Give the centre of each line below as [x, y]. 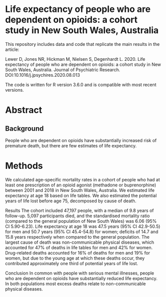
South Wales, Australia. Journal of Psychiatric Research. [63, 70]
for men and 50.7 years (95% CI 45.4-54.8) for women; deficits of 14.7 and [82, 231]
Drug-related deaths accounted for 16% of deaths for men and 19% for [78, 253]
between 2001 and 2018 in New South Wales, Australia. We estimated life [80, 190]
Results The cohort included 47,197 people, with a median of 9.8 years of [80, 210]
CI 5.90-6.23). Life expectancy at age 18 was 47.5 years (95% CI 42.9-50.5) [83, 226]
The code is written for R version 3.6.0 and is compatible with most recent [81, 84]
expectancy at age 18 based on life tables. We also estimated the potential [81, 195]
